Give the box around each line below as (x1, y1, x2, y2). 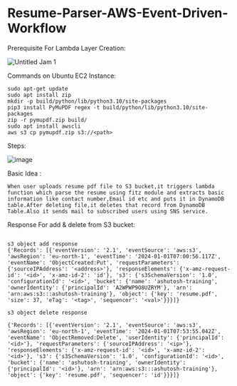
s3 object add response (7, 240, 78, 248)
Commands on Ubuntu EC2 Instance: (7, 71, 116, 80)
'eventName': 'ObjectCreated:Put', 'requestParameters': (7, 259, 180, 266)
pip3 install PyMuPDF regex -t (7, 103, 100, 111)
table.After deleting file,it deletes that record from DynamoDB (7, 201, 205, 208)
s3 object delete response (7, 309, 88, 316)
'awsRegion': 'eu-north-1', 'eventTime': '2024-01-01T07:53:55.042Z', (7, 327, 221, 335)
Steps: (7, 141, 26, 150)
